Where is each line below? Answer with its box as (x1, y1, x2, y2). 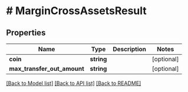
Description (113, 45, 146, 53)
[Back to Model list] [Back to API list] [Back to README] (6, 80, 141, 87)
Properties (6, 28, 46, 38)
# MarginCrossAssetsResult (6, 4, 147, 18)
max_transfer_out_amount (9, 65, 84, 73)
